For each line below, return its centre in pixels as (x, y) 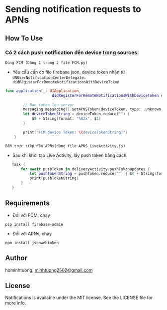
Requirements (27, 203)
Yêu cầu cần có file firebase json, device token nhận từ (69, 72)
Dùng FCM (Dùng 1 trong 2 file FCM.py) (46, 63)
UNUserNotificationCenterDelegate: (49, 78)
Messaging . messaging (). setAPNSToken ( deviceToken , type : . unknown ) (93, 109)
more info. (16, 303)
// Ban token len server (49, 105)
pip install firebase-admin (34, 224)
